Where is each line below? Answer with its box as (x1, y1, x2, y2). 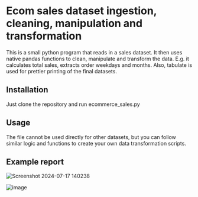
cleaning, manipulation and (6, 17, 143, 30)
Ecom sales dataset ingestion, (6, 4, 157, 18)
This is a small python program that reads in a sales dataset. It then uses (6, 49, 183, 56)
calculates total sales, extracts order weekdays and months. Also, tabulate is (6, 61, 193, 69)
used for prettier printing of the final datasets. (6, 67, 117, 75)
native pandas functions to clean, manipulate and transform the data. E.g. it (6, 55, 189, 62)
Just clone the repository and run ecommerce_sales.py (6, 101, 140, 108)
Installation (6, 85, 48, 95)
